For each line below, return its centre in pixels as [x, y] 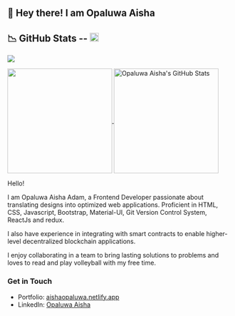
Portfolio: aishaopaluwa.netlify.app [68, 297]
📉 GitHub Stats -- [47, 38]
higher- [217, 234]
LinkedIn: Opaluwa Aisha [54, 305]
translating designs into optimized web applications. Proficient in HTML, [113, 205]
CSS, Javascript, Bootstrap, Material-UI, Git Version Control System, [108, 213]
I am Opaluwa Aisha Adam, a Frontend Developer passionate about [106, 198]
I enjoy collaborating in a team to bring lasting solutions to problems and [113, 255]
